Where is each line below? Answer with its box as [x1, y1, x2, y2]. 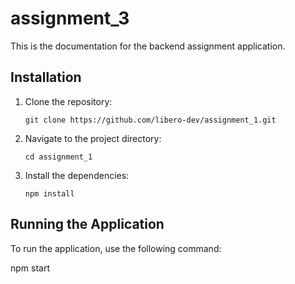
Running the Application [10, 216, 165, 233]
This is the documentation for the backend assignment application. [10, 40, 286, 52]
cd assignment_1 [24, 152, 93, 162]
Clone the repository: [24, 95, 113, 107]
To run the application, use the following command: [10, 242, 222, 254]
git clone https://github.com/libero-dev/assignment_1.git [24, 115, 277, 125]
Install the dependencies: [24, 169, 130, 181]
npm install [24, 188, 75, 199]
